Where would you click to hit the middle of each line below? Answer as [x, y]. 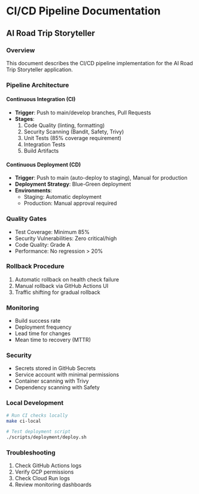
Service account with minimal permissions [67, 375]
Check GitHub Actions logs [48, 466]
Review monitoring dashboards [53, 485]
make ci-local [24, 421]
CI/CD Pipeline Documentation [84, 11]
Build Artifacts [41, 151]
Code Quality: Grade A [42, 244]
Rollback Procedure [35, 266]
